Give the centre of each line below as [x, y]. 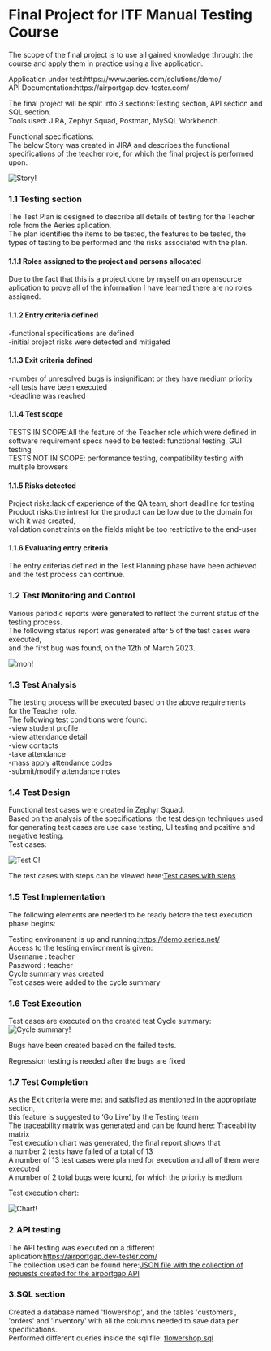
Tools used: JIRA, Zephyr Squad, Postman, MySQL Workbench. [114, 120]
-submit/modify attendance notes [65, 771]
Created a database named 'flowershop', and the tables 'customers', [123, 1312]
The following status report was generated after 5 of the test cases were [129, 630]
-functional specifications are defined [71, 333]
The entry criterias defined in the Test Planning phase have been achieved [133, 566]
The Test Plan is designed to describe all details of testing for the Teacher [132, 217]
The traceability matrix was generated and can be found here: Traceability [133, 1125]
